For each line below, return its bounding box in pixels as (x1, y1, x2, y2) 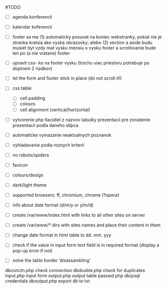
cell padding (19, 95, 46, 101)
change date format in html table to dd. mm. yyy (12, 232, 111, 238)
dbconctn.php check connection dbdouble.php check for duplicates (5, 267, 146, 273)
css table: (12, 85, 33, 91)
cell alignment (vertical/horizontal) (19, 106, 91, 112)
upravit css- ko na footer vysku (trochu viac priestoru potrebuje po (12, 60, 150, 66)
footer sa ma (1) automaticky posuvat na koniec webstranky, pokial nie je (12, 34, 162, 40)
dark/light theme (12, 182, 47, 188)
